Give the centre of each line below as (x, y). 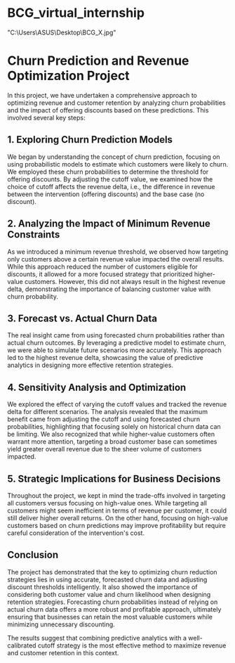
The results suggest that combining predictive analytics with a (97, 638)
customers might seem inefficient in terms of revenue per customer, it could (117, 510)
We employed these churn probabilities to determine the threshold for (108, 172)
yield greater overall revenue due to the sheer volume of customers (105, 449)
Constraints (34, 234)
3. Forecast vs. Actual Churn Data (82, 318)
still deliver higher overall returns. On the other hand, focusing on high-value (117, 517)
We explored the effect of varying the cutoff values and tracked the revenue (117, 404)
